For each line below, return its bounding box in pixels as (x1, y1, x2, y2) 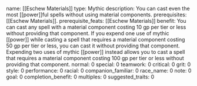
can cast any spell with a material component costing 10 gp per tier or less (6, 23, 186, 30)
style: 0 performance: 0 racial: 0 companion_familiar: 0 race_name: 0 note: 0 (6, 67, 192, 74)
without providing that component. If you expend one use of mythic (6, 30, 169, 37)
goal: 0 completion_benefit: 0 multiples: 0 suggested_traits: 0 (6, 73, 155, 80)
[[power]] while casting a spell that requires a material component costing (6, 36, 185, 43)
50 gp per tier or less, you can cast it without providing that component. (6, 42, 181, 49)
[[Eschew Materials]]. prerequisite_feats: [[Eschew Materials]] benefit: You (6, 18, 186, 24)
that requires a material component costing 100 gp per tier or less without (6, 55, 184, 61)
